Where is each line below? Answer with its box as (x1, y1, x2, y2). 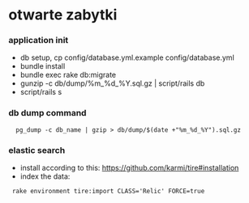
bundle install (19, 61, 66, 71)
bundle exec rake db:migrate (19, 70, 117, 80)
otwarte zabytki (8, 6, 118, 24)
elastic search (8, 144, 66, 155)
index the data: (19, 171, 71, 181)
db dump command (8, 108, 87, 119)
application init (8, 35, 69, 46)
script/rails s (19, 87, 62, 97)
